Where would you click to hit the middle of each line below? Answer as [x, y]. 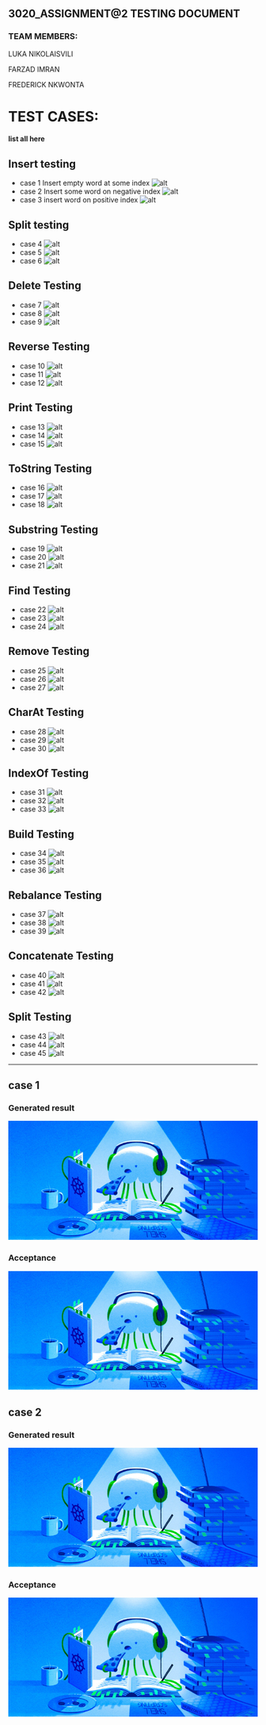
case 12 [32, 383]
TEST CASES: [53, 116]
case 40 [33, 975]
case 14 [32, 435]
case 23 [33, 618]
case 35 [33, 862]
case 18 [32, 505]
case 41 [32, 984]
